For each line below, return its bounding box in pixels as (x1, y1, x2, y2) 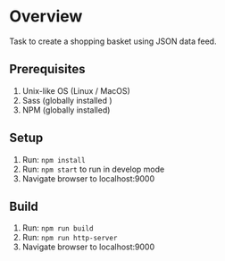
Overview (9, 6, 83, 27)
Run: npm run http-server (21, 232, 118, 243)
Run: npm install (21, 154, 87, 164)
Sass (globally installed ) (21, 95, 113, 105)
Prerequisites (9, 62, 86, 77)
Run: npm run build (21, 223, 94, 233)
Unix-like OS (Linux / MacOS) (21, 85, 131, 96)
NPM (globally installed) (21, 105, 111, 115)
